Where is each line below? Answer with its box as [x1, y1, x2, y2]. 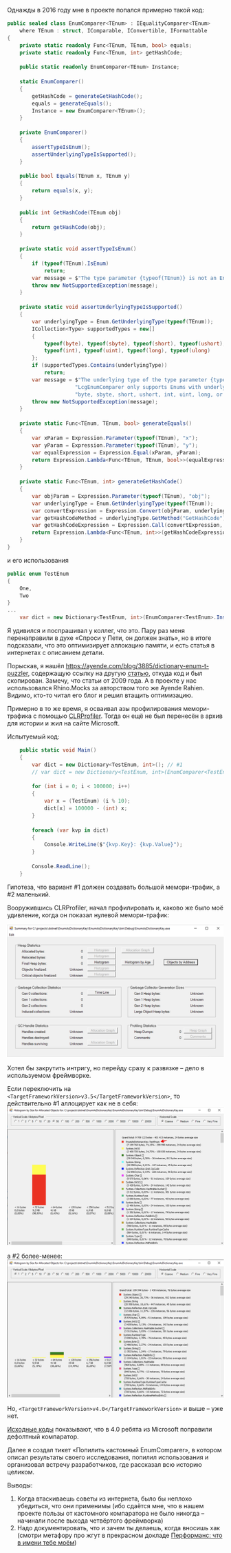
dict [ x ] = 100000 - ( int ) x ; [43, 805, 128, 812]
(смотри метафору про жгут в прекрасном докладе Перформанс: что [16, 1531, 223, 1539]
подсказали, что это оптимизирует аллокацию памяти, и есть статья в [7, 641, 215, 649]
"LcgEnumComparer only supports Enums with [74, 383, 201, 390]
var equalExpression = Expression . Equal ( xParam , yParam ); [32, 449, 201, 456]
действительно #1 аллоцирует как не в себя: [7, 1099, 139, 1108]
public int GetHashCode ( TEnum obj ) [19, 209, 122, 216]
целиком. [7, 1467, 35, 1476]
